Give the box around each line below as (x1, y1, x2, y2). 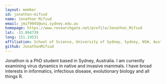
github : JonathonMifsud (5, 44, 54, 49)
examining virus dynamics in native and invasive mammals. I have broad (5, 63, 152, 69)
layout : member (5, 7, 37, 12)
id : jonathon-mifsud (5, 12, 48, 17)
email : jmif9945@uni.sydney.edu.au (5, 21, 79, 26)
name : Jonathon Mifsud (5, 16, 52, 21)
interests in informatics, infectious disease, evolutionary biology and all (5, 68, 150, 74)
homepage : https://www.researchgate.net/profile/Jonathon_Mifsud (5, 26, 142, 31)
